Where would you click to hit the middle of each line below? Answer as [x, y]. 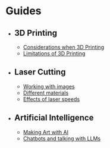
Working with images [49, 86]
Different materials [46, 93]
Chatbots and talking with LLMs [62, 138]
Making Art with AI [46, 132]
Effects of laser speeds [51, 99]
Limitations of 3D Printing [54, 53]
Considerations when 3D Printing [64, 47]
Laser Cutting [40, 72]
